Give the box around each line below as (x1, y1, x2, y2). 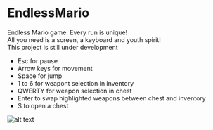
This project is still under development (7, 43, 118, 51)
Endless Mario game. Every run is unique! (7, 28, 128, 37)
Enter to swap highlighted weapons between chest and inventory (17, 93, 206, 103)
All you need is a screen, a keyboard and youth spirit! (7, 35, 162, 44)
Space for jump (17, 72, 63, 80)
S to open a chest (17, 101, 69, 110)
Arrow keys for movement (17, 64, 93, 72)
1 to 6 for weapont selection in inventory (17, 79, 134, 87)
